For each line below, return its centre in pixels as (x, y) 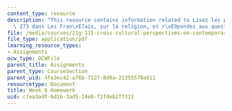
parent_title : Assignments (46, 65)
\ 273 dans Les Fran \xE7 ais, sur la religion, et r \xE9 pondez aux (111, 26)
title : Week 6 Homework (41, 90)
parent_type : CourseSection (48, 71)
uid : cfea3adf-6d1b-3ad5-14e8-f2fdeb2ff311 (71, 97)
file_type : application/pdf (48, 39)
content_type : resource (41, 13)
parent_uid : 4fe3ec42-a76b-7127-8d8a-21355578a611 (81, 78)
